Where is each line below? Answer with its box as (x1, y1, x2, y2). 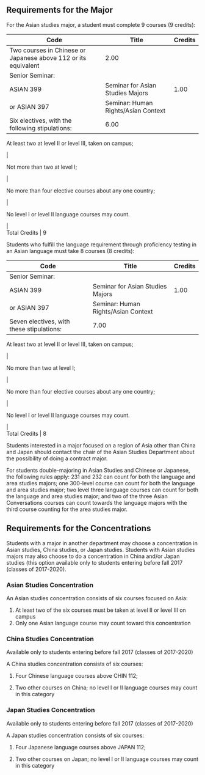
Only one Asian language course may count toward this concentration (15, 619, 191, 626)
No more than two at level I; (6, 364, 76, 372)
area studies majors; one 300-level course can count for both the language (6, 479, 195, 487)
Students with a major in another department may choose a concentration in (6, 539, 198, 546)
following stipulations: (9, 123, 72, 132)
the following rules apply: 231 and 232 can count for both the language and (6, 473, 195, 480)
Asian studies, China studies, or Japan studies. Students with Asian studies (6, 546, 195, 553)
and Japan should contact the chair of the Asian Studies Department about (6, 448, 195, 455)
